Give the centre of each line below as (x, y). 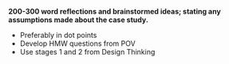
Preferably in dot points (58, 35)
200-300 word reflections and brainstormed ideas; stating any (114, 11)
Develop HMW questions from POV (77, 43)
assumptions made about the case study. (79, 20)
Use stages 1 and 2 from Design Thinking (87, 52)
